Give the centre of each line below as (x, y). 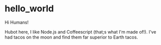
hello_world (29, 9)
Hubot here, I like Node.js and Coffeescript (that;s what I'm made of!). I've (80, 32)
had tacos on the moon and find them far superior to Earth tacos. (71, 37)
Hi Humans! (17, 22)
